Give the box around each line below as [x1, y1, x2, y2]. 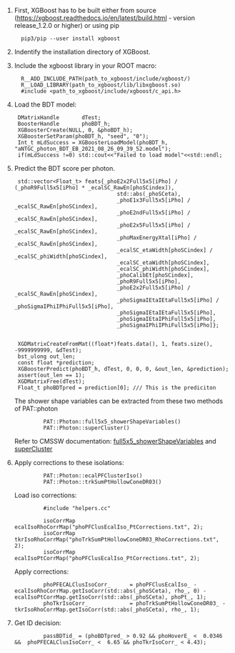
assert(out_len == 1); [17, 372, 86, 379]
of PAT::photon [14, 404, 59, 413]
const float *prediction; [17, 359, 95, 367]
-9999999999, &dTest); [14, 347, 82, 354]
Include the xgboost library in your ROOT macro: [14, 61, 157, 70]
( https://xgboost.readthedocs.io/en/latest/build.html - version [14, 14, 195, 22]
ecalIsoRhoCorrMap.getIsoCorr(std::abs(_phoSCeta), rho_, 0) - [14, 587, 207, 594]
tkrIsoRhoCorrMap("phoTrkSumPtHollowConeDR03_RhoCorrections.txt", [14, 536, 219, 543]
